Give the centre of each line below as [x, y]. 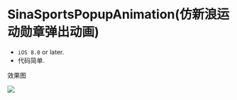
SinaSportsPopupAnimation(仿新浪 [112, 14]
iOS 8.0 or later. [41, 52]
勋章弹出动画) [60, 32]
